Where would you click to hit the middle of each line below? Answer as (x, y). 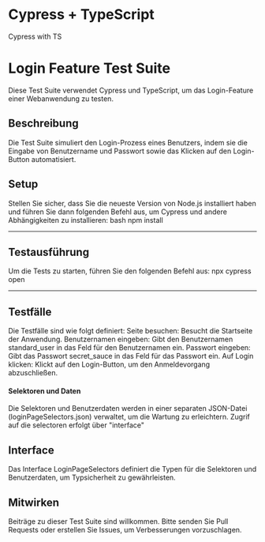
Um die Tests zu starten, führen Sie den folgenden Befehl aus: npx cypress (130, 271)
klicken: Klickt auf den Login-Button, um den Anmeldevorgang (109, 364)
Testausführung (49, 252)
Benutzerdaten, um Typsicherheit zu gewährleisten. (92, 478)
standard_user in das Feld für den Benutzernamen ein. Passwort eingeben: (129, 348)
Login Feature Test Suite (90, 68)
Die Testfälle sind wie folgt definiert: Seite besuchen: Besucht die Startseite (131, 331)
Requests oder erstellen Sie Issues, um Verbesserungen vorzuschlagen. (125, 529)
